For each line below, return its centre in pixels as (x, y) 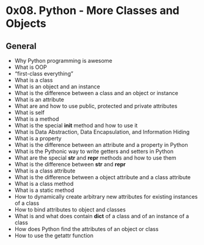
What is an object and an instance (57, 87)
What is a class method (44, 184)
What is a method (37, 119)
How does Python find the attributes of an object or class (86, 229)
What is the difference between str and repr (70, 164)
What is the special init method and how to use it (76, 125)
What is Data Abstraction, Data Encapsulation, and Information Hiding (102, 132)
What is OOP (31, 67)
